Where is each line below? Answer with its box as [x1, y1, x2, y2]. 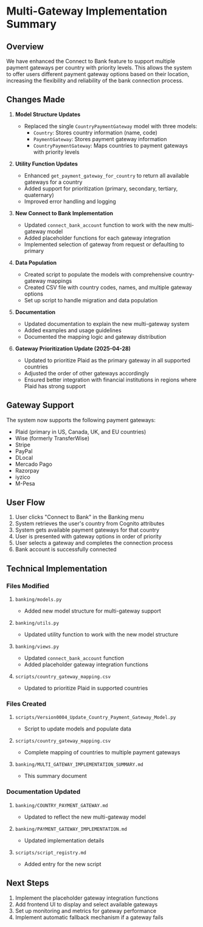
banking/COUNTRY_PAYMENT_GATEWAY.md [15, 802, 108, 808]
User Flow [6, 498, 46, 508]
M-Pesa [15, 479, 35, 487]
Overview [6, 41, 44, 52]
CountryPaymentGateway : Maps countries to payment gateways [33, 142, 188, 149]
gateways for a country [24, 178, 83, 186]
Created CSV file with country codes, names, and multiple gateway [24, 283, 193, 291]
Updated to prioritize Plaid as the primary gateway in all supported [24, 356, 190, 364]
